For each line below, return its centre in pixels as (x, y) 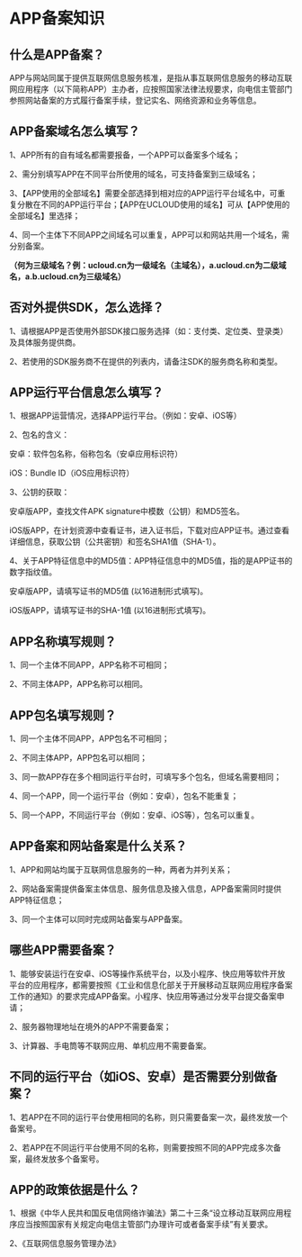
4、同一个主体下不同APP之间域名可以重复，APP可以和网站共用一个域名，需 (150, 234)
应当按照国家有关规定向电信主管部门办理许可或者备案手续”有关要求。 (145, 1225)
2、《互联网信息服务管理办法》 (65, 1243)
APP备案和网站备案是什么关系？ (98, 846)
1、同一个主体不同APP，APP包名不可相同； (89, 738)
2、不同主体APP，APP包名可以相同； (79, 758)
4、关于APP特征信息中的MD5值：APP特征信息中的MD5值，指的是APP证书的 (151, 561)
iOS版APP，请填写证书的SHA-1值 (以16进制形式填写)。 (110, 610)
